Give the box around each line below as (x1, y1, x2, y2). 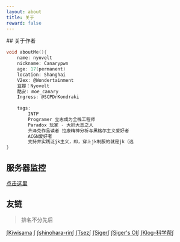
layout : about (6, 8, 42, 15)
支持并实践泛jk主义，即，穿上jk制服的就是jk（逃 (28, 139, 134, 145)
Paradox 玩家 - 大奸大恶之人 (28, 122, 94, 128)
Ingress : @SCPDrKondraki (17, 94, 79, 100)
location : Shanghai (17, 72, 66, 78)
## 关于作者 (6, 37, 36, 45)
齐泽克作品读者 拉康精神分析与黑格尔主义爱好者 (28, 128, 129, 134)
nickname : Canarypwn (17, 61, 69, 67)
